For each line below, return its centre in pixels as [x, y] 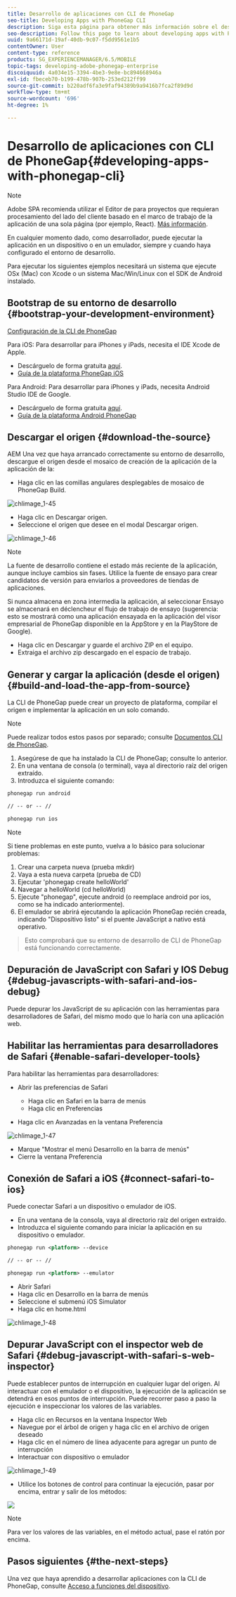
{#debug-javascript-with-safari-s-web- [126, 1356]
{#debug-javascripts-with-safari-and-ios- [103, 981]
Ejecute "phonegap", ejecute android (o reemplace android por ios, [114, 897]
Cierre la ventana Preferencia [60, 1157]
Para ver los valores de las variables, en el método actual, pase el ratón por [116, 1532]
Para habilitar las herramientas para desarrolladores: [83, 1073]
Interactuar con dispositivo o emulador [73, 1457]
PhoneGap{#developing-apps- [117, 161]
